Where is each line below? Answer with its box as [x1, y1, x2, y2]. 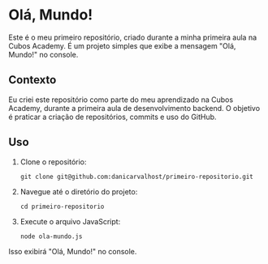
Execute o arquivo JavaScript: [19, 216, 121, 226]
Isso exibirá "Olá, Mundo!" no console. [8, 246, 137, 256]
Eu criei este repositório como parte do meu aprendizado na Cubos [8, 95, 234, 104]
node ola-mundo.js [19, 232, 83, 241]
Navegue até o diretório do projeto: [19, 186, 138, 196]
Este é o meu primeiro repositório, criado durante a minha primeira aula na [8, 32, 257, 42]
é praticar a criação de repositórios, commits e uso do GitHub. [8, 112, 217, 121]
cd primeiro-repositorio [19, 202, 105, 211]
